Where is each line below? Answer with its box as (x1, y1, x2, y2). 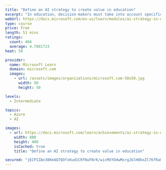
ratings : (5, 35, 23, 40)
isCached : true (14, 144, 45, 149)
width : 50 (18, 81, 39, 85)
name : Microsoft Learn (9, 62, 56, 67)
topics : (5, 107, 21, 113)
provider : (5, 57, 26, 62)
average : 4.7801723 (9, 44, 50, 49)
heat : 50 (5, 48, 23, 53)
